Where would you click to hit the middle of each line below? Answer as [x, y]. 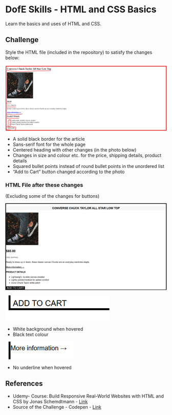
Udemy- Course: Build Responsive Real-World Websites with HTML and [88, 396]
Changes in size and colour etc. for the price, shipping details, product [87, 155]
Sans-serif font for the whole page [49, 144]
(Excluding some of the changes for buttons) [52, 196]
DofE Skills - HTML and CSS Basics [81, 10]
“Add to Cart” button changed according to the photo [69, 172]
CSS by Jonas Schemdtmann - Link [50, 401]
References [24, 384]
